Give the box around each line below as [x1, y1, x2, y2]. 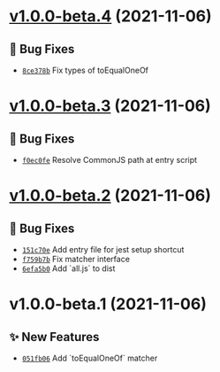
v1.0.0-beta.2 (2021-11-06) [9, 186, 212, 205]
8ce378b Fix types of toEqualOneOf [21, 65, 148, 75]
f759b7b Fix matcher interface [21, 254, 131, 264]
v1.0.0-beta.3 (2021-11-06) [9, 96, 212, 116]
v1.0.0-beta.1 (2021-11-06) [9, 294, 208, 314]
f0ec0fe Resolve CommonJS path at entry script [21, 155, 197, 165]
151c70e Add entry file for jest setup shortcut [21, 244, 185, 254]
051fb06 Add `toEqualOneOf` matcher [21, 353, 158, 363]
